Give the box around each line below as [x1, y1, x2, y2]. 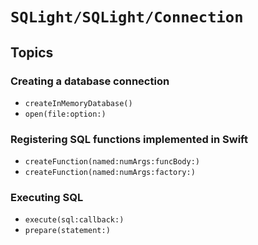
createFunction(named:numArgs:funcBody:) [24, 157, 200, 167]
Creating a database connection [10, 74, 170, 88]
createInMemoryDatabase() [24, 98, 133, 108]
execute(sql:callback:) [24, 215, 125, 225]
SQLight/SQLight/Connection [10, 8, 244, 27]
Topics [10, 44, 54, 61]
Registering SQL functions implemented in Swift [10, 132, 248, 146]
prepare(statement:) [24, 226, 111, 236]
